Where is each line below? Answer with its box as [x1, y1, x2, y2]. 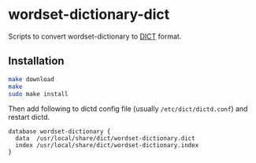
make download [8, 75, 55, 83]
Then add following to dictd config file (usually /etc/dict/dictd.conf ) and [8, 104, 248, 113]
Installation [8, 54, 65, 68]
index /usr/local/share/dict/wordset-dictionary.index [15, 142, 199, 150]
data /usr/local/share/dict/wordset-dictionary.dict [15, 135, 195, 143]
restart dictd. [8, 113, 50, 122]
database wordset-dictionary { [8, 128, 111, 135]
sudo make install [8, 90, 69, 98]
